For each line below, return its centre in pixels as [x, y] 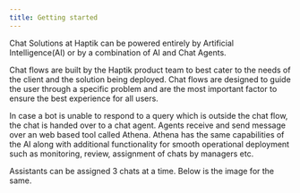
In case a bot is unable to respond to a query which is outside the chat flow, [149, 115]
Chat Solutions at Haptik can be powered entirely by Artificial [122, 43]
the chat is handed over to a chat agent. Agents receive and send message [148, 125]
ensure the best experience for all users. [84, 98]
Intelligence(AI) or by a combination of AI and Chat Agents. [118, 52]
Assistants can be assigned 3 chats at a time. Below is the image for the [142, 171]
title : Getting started [54, 17]
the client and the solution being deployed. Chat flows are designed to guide [150, 79]
